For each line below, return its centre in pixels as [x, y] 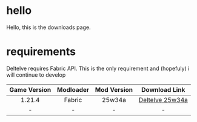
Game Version [30, 89]
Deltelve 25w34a [163, 100]
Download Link [163, 89]
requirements [41, 52]
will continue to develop [36, 75]
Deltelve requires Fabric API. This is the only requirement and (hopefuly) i [98, 68]
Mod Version [114, 89]
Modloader [73, 89]
